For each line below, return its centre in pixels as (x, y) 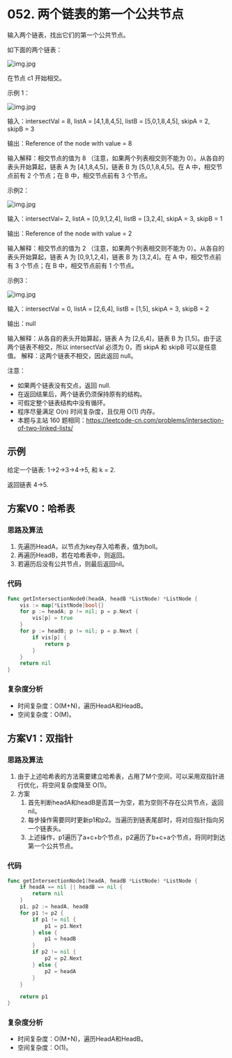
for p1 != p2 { (42, 913)
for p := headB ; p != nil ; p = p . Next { (79, 631)
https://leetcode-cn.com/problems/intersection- (155, 420)
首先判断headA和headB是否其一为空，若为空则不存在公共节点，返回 (126, 802)
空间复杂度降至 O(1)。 (79, 785)
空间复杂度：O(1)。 (45, 1048)
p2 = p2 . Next (63, 958)
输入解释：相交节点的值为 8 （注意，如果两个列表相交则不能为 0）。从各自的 (116, 158)
